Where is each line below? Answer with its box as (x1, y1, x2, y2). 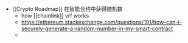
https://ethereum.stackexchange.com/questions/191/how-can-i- (21, 19, 182, 25)
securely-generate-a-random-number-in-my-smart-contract (21, 25, 173, 32)
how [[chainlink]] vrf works (21, 12, 89, 19)
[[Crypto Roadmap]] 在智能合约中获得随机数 (12, 5, 123, 12)
